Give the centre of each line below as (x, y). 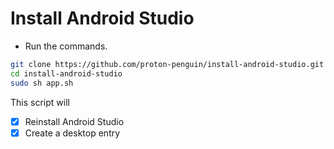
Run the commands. (66, 46)
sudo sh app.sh (42, 83)
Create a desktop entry (72, 133)
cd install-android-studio (66, 73)
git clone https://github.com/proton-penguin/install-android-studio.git (167, 64)
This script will (40, 102)
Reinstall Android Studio (74, 121)
